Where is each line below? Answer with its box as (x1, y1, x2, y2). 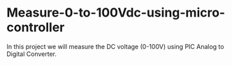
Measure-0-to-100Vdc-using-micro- (6, 5, 226, 21)
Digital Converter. (6, 50, 57, 58)
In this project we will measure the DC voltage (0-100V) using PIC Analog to (6, 42, 224, 50)
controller (6, 19, 65, 35)
